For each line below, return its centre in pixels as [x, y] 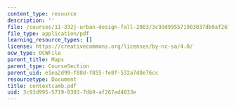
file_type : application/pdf [48, 33]
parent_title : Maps [36, 60]
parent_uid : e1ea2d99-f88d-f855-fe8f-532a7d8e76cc [83, 73]
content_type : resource [42, 14]
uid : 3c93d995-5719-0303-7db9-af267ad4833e [72, 92]
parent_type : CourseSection [48, 66]
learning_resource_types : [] [50, 40]
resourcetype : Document [42, 79]
